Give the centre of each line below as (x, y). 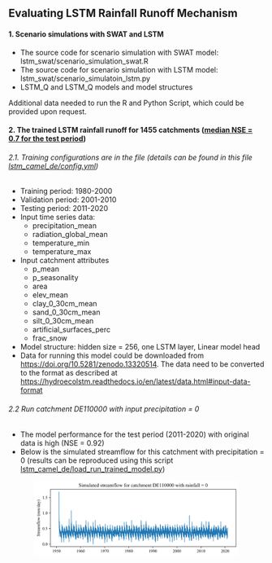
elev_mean (50, 295)
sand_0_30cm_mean (66, 312)
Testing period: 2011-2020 (64, 209)
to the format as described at (69, 373)
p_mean (45, 269)
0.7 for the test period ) (47, 139)
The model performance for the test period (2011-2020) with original (134, 434)
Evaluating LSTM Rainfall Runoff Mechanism (123, 13)
